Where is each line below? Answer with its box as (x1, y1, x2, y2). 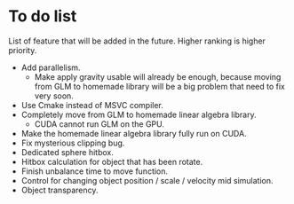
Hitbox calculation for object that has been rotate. (20, 156, 203, 167)
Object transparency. (20, 184, 99, 195)
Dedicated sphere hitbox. (20, 146, 115, 157)
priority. (8, 44, 37, 55)
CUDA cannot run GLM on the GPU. (34, 118, 165, 129)
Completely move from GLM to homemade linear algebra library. (20, 109, 257, 120)
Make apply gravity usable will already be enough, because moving (34, 71, 282, 82)
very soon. (34, 90, 75, 101)
